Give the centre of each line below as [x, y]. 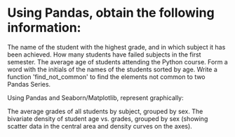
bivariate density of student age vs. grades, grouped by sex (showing [108, 118]
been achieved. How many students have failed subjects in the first [104, 55]
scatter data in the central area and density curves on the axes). [100, 126]
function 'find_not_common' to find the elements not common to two [106, 77]
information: [44, 28]
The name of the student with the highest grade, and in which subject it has [116, 47]
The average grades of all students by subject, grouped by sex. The [105, 111]
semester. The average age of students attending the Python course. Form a [117, 62]
